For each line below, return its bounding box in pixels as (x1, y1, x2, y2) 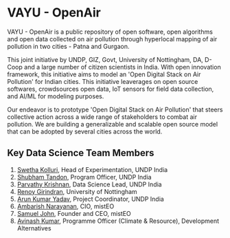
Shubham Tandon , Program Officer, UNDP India (16, 173, 152, 181)
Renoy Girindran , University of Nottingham (16, 187, 137, 195)
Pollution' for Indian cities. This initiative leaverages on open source (7, 77, 198, 85)
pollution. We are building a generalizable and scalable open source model (7, 120, 218, 128)
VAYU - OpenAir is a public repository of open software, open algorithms (7, 28, 213, 36)
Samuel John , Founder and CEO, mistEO (16, 209, 132, 217)
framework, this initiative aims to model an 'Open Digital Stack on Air (7, 70, 201, 78)
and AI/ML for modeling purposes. (7, 91, 104, 100)
